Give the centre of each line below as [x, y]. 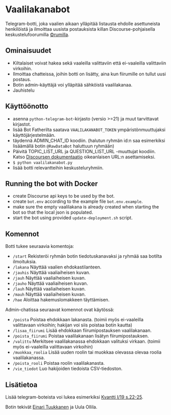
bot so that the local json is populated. [53, 212]
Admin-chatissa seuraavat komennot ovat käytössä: [60, 310]
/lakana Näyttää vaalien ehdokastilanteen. [57, 267]
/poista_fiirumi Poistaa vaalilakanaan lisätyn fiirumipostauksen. [81, 336]
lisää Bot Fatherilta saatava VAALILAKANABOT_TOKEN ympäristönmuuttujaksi [89, 130]
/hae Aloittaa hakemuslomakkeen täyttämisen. [61, 300]
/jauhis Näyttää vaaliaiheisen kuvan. [52, 273]
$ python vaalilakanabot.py [42, 162]
